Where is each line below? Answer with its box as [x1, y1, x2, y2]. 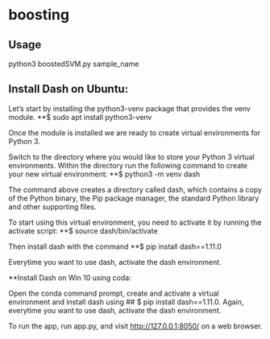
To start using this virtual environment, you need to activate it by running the [8, 217, 262, 227]
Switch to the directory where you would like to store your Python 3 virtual [8, 151, 255, 162]
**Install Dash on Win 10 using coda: [8, 272, 131, 283]
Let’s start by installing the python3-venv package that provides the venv [8, 103, 251, 114]
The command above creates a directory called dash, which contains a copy [8, 184, 262, 194]
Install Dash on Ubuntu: [8, 82, 129, 96]
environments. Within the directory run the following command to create [8, 160, 248, 170]
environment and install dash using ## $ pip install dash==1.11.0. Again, [8, 296, 244, 307]
